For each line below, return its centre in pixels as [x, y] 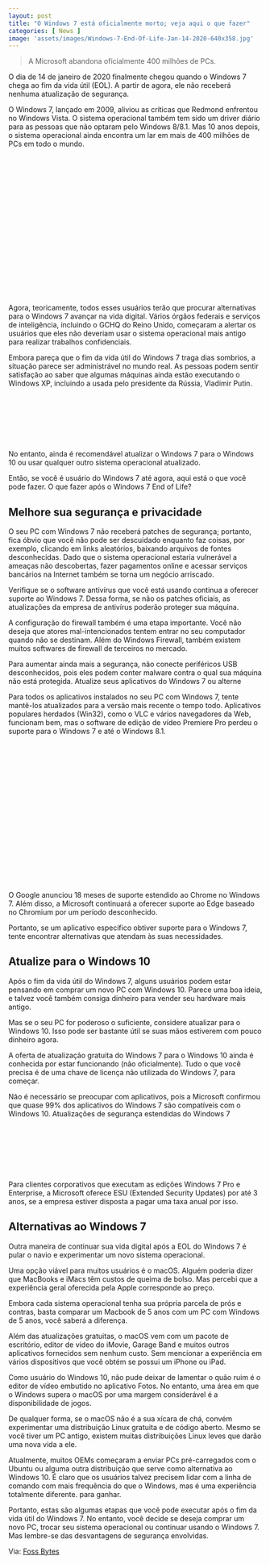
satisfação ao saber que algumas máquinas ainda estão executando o [124, 375]
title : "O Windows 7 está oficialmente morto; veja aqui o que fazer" [129, 23]
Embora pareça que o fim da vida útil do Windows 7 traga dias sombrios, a [132, 358]
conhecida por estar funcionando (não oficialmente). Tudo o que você [125, 1064]
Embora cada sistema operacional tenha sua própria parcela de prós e [125, 1303]
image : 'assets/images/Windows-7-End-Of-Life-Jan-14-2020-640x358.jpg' [131, 38]
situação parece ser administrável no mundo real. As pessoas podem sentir [134, 366]
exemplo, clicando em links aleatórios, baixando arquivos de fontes [120, 548]
